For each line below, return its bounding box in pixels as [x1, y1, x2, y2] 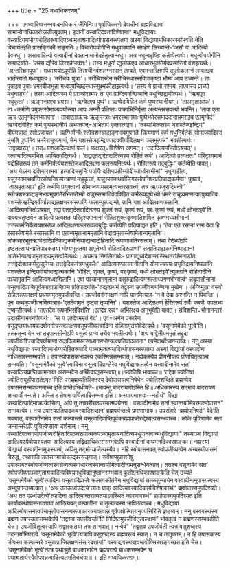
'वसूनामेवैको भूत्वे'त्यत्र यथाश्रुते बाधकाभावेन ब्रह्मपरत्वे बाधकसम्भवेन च [7, 546, 152, 554]
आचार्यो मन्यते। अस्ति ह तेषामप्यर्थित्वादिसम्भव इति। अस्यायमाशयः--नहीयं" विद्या [7, 391, 178, 399]
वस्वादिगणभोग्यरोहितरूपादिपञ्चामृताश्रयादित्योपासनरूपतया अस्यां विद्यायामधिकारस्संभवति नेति [7, 36, 203, 44]
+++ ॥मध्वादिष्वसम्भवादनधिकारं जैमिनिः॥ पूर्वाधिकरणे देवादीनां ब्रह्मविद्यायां [7, 21, 164, 28]
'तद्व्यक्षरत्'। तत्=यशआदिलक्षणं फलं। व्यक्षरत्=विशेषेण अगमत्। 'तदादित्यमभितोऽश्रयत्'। [7, 144, 197, 152]
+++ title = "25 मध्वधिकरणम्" [7, 7, 80, 14]
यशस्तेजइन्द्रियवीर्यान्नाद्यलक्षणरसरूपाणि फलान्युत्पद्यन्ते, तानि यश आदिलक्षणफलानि [7, 198, 179, 206]
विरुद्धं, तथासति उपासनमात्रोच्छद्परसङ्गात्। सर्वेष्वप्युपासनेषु [7, 453, 134, 461]
